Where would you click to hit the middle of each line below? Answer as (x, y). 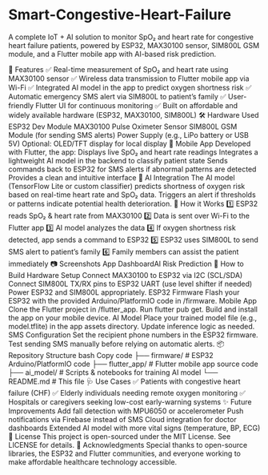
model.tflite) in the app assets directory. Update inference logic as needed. (132, 326)
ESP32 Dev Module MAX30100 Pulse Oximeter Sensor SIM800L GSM (123, 127)
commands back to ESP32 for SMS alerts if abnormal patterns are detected (132, 169)
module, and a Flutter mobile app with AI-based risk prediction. (112, 54)
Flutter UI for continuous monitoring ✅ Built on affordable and (137, 105)
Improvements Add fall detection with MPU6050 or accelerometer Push (126, 411)
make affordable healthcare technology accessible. (93, 461)
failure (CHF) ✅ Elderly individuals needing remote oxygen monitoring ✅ (127, 392)
